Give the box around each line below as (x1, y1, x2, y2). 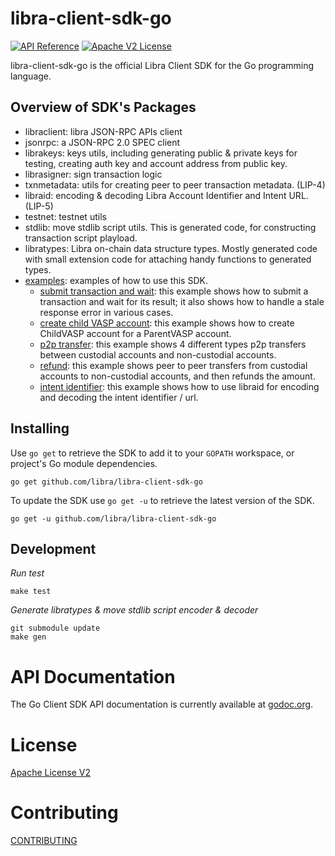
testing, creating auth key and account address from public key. (24, 157, 288, 169)
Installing (10, 420, 70, 437)
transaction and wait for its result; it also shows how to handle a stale (39, 295, 325, 307)
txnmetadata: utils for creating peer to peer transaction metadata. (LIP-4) (24, 178, 326, 191)
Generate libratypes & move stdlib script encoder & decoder (10, 604, 259, 616)
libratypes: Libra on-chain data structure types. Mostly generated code (24, 242, 318, 254)
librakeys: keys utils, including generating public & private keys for (24, 147, 298, 159)
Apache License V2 (10, 767, 92, 779)
